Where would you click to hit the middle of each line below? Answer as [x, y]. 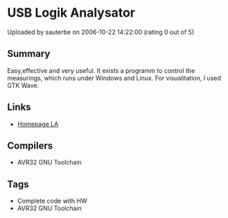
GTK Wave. [23, 85]
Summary [29, 54]
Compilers [30, 145]
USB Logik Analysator [71, 13]
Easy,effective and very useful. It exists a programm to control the [101, 70]
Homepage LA [38, 124]
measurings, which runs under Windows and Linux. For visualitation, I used [114, 78]
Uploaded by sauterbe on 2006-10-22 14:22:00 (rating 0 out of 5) [101, 32]
